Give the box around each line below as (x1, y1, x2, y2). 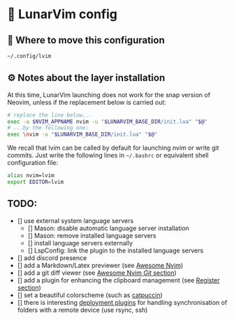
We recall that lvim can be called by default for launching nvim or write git (7, 143, 219, 152)
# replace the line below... (7, 111, 92, 118)
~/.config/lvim (7, 52, 52, 59)
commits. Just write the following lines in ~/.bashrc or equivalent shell (7, 151, 209, 159)
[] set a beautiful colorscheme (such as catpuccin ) (17, 290, 163, 299)
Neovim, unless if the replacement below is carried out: (7, 98, 166, 106)
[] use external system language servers (17, 216, 134, 224)
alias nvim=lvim (7, 172, 54, 179)
